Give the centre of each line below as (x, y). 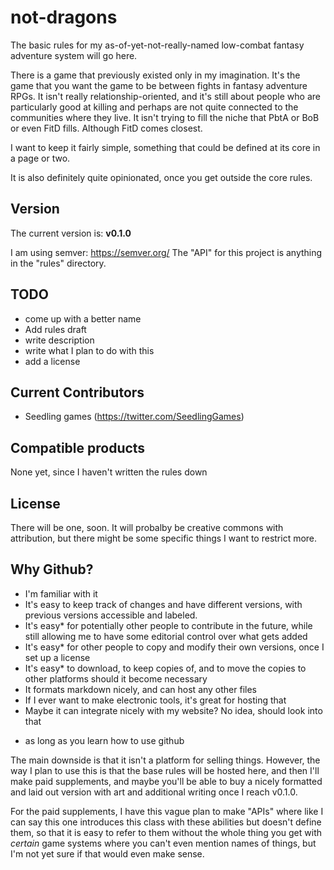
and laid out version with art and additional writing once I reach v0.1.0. (154, 792)
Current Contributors (77, 392)
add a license (52, 361)
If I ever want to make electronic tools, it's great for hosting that (155, 700)
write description (59, 340)
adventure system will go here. (74, 55)
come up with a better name (83, 318)
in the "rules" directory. (58, 263)
